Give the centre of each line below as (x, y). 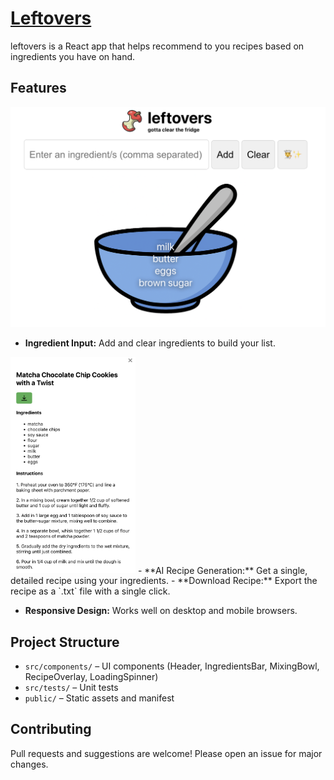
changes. (29, 764)
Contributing (51, 729)
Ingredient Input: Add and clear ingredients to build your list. (150, 343)
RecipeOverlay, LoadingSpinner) (91, 676)
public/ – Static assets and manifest (99, 698)
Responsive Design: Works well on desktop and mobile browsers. (161, 611)
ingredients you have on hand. (73, 56)
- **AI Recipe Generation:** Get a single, (222, 570)
